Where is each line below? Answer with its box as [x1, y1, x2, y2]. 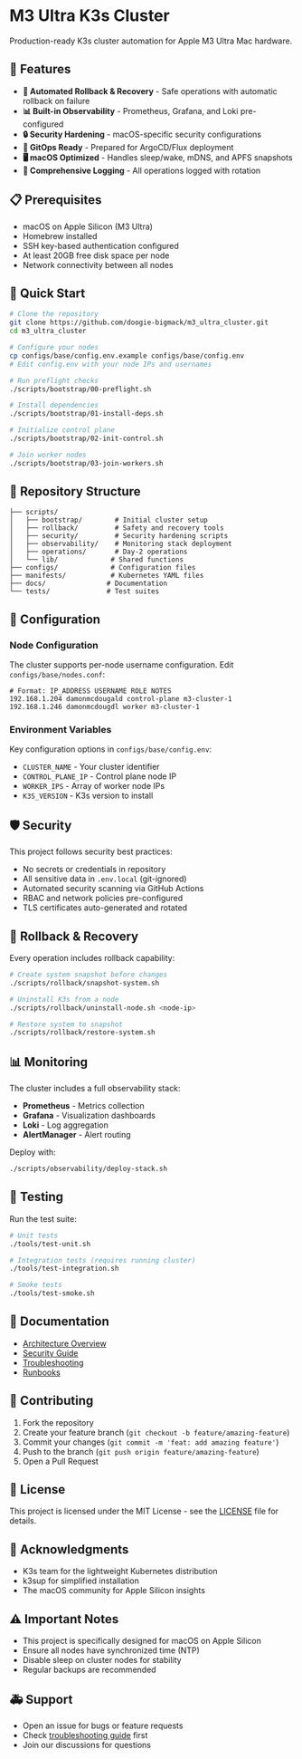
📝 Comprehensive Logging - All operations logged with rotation [22, 165, 261, 176]
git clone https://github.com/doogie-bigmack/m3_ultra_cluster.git [9, 318, 269, 327]
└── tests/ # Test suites [9, 587, 160, 596]
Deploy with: [9, 1147, 56, 1158]
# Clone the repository [9, 310, 99, 319]
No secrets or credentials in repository [22, 864, 166, 875]
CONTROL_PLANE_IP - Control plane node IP [22, 771, 177, 782]
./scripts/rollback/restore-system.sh [9, 1028, 156, 1037]
